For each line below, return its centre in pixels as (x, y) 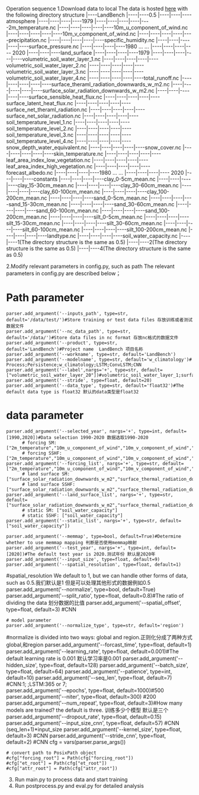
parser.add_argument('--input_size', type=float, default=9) (83, 559)
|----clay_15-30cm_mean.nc (40, 185)
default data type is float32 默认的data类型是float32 (73, 392)
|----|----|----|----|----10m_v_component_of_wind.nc (71, 34)
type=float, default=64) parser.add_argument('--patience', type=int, (89, 671)
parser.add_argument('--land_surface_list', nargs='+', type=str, (90, 495)
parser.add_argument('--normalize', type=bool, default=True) (81, 589)
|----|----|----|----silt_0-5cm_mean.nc (96, 217)
